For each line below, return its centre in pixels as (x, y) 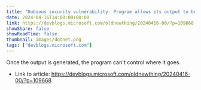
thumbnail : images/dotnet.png (44, 40)
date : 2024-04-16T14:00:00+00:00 (48, 17)
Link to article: (32, 74)
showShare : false (28, 28)
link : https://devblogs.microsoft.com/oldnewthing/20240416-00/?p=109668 (100, 23)
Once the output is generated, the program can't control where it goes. (94, 62)
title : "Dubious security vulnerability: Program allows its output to (97, 12)
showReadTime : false (32, 34)
